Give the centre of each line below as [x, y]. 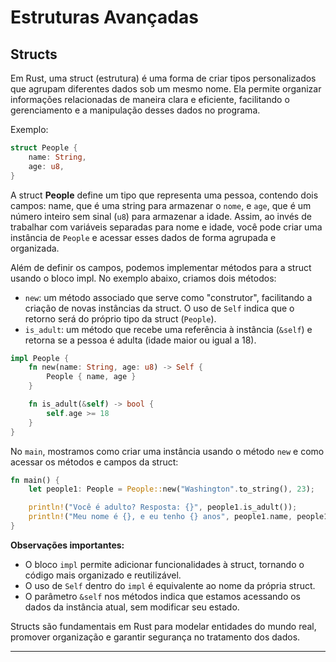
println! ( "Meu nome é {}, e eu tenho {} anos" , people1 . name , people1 [178, 517]
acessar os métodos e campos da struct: [94, 462]
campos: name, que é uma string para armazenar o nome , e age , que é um [161, 205]
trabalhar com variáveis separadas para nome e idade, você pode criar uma [166, 227]
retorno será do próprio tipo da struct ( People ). [120, 318]
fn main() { [35, 480]
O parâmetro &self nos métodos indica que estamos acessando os [162, 596]
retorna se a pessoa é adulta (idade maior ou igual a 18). [140, 340]
